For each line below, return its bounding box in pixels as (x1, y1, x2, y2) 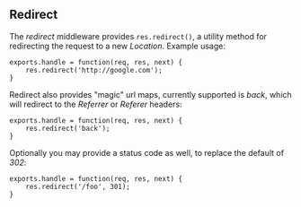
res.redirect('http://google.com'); (25, 65, 164, 74)
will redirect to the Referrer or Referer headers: (9, 99, 182, 109)
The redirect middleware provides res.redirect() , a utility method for (9, 30, 268, 41)
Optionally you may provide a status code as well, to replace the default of (9, 147, 285, 158)
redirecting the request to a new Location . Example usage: (9, 40, 226, 51)
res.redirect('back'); (25, 124, 111, 133)
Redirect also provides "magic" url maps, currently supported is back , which (9, 89, 292, 99)
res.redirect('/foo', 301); (25, 182, 130, 191)
